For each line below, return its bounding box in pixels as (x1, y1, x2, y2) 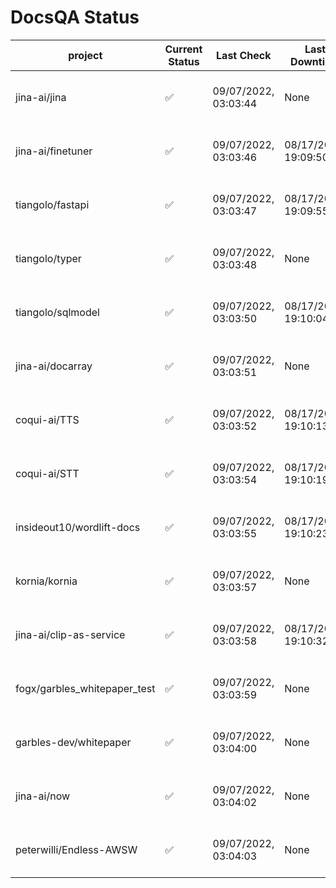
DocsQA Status (10, 6, 140, 29)
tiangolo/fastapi (15, 197, 90, 211)
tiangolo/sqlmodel (15, 305, 100, 319)
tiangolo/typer (15, 251, 82, 265)
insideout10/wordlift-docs (15, 520, 141, 534)
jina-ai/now (15, 789, 71, 803)
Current (164, 42, 203, 56)
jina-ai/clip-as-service (15, 627, 126, 641)
